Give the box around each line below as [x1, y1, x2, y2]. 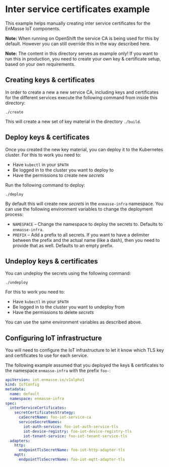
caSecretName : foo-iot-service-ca [18, 415, 92, 420]
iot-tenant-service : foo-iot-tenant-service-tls [23, 433, 128, 439]
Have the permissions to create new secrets [12, 172, 104, 178]
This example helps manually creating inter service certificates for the [5, 20, 150, 26]
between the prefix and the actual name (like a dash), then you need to [12, 237, 160, 243]
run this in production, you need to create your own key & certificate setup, [5, 55, 161, 61]
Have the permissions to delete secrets [12, 309, 94, 315]
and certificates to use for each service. [5, 353, 88, 359]
